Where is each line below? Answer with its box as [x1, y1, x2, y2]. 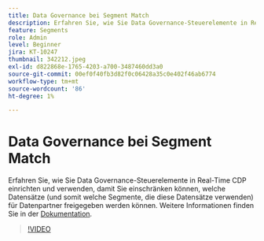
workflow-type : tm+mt [8, 77, 79, 85]
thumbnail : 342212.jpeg [8, 56, 86, 64]
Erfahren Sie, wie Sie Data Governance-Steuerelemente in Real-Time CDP [8, 176, 247, 185]
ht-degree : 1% [8, 92, 55, 100]
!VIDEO [27, 224, 51, 234]
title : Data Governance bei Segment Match [8, 11, 149, 20]
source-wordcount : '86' [8, 84, 86, 93]
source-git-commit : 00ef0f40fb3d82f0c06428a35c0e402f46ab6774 [8, 70, 216, 78]
